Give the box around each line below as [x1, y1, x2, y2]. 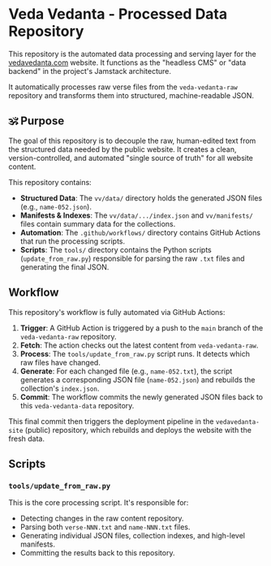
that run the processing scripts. [19, 236, 126, 246]
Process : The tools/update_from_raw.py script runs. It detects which [19, 348, 250, 358]
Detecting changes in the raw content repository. [19, 513, 184, 524]
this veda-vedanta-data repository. [19, 400, 135, 410]
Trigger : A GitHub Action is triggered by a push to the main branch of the [19, 322, 264, 333]
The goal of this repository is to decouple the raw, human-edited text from [8, 136, 256, 145]
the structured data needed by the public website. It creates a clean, [8, 144, 237, 154]
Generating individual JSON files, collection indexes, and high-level [19, 531, 246, 541]
